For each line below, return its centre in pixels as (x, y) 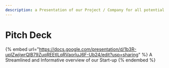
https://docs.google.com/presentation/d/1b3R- (88, 49)
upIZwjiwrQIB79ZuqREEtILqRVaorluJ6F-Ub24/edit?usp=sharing (72, 54)
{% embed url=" (22, 49)
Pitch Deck (28, 35)
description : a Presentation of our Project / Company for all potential (85, 10)
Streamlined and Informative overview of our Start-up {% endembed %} (80, 60)
